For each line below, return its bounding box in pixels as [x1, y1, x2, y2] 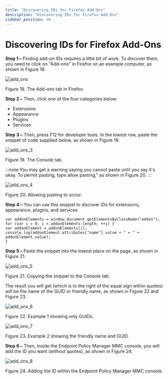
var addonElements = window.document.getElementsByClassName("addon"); [5, 217, 160, 222]
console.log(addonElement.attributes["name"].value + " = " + [5, 230, 140, 235]
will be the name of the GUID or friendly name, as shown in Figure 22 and [5, 288, 159, 295]
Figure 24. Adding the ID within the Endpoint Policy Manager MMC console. [5, 368, 163, 374]
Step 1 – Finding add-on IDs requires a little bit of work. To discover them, [5, 55, 159, 61]
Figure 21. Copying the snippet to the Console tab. [5, 273, 110, 279]
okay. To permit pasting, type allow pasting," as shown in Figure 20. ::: [5, 172, 152, 178]
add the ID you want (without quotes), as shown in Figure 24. [5, 349, 133, 355]
